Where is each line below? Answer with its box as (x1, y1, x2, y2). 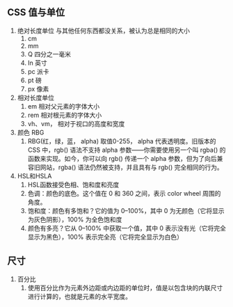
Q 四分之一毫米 (27, 49, 72, 58)
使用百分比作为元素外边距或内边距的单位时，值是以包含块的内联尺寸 (27, 283, 223, 292)
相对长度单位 (17, 93, 54, 102)
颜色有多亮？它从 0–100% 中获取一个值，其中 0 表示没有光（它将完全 (27, 223, 227, 232)
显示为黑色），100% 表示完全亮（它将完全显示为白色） (27, 233, 183, 241)
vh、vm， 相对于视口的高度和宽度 (27, 119, 125, 127)
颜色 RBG (17, 128, 45, 136)
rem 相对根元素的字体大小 (27, 111, 102, 119)
